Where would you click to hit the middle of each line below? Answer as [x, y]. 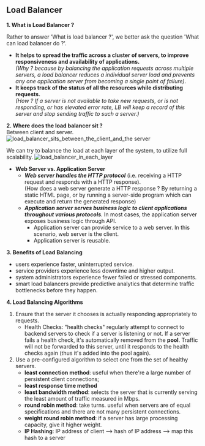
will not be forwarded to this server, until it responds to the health [106, 346]
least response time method [61, 385]
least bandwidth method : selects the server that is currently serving [111, 392]
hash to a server [45, 437]
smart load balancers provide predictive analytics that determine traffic [105, 284]
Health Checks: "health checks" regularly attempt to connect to [104, 327]
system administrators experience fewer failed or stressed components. [106, 277]
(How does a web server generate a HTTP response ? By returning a [111, 188]
